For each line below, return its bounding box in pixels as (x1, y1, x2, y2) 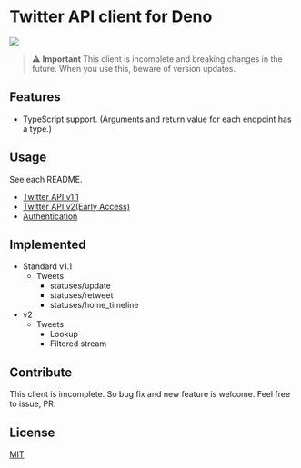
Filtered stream (49, 338, 107, 349)
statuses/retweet (49, 290, 114, 301)
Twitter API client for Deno (9, 6, 213, 27)
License (9, 424, 55, 440)
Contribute (9, 364, 73, 380)
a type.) (22, 123, 53, 134)
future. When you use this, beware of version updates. (31, 63, 236, 74)
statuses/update (49, 280, 112, 292)
